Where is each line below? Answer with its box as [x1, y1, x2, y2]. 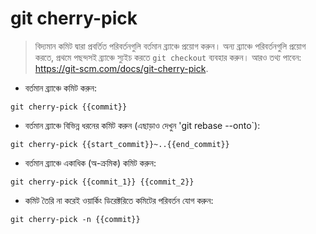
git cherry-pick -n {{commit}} [10, 214, 141, 224]
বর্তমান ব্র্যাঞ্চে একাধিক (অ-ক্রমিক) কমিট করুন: [24, 157, 157, 169]
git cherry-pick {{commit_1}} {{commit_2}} [10, 177, 195, 187]
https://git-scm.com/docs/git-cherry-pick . [34, 62, 209, 74]
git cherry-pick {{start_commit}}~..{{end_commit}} [10, 139, 230, 149]
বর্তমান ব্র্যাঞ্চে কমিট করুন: [24, 82, 98, 94]
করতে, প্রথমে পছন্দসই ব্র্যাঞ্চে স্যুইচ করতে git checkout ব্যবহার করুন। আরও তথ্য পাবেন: [34, 51, 302, 63]
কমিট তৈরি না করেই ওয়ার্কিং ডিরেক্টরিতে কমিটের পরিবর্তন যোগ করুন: [24, 194, 214, 206]
